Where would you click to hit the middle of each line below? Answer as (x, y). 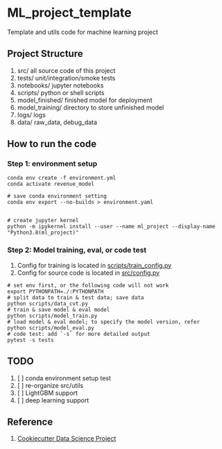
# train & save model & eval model (59, 310)
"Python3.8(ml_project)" (43, 233)
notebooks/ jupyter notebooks (60, 85)
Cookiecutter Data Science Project (67, 439)
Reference (30, 422)
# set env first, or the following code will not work (88, 285)
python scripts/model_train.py (52, 316)
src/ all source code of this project (66, 70)
